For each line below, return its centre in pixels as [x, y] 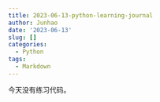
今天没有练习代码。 [39, 89]
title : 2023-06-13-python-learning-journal [81, 15]
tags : [17, 60]
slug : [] [22, 37]
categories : [28, 45]
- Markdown [33, 67]
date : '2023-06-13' [40, 30]
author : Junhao [33, 23]
